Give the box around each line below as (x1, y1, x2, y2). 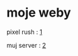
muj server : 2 (6, 41, 47, 49)
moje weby (6, 5, 71, 21)
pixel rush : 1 (6, 28, 42, 36)
